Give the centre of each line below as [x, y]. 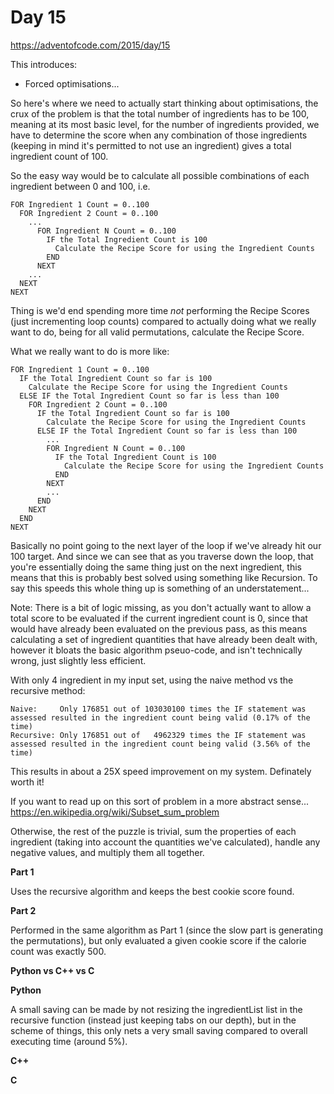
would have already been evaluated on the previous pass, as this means [159, 628]
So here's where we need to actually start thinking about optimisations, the [164, 103]
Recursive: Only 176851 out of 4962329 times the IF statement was [158, 735]
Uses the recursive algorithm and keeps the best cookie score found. [152, 891]
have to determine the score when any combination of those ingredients [159, 135]
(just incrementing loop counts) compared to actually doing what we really [163, 321]
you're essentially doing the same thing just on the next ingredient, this [156, 567]
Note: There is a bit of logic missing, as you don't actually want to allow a [161, 607]
